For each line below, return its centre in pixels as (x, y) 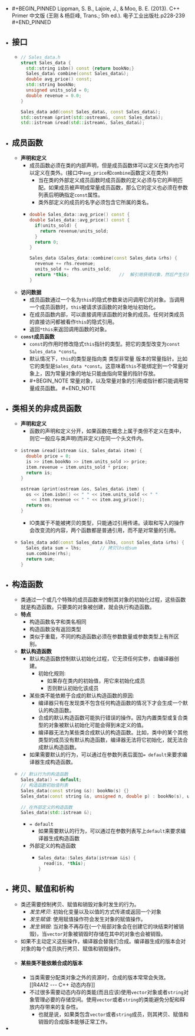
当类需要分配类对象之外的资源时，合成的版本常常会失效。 (99, 977)
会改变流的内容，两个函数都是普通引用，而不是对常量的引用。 (104, 530)
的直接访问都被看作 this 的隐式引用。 (73, 322)
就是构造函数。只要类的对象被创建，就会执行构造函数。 (87, 607)
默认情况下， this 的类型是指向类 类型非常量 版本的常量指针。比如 (108, 358)
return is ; (39, 473)
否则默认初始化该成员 (73, 688)
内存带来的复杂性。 (58, 1006)
